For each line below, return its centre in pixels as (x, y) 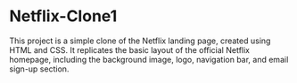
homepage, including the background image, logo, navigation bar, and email (149, 59)
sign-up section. (39, 69)
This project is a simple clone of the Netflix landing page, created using (140, 41)
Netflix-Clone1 (63, 16)
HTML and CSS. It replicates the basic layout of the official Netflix (129, 49)
